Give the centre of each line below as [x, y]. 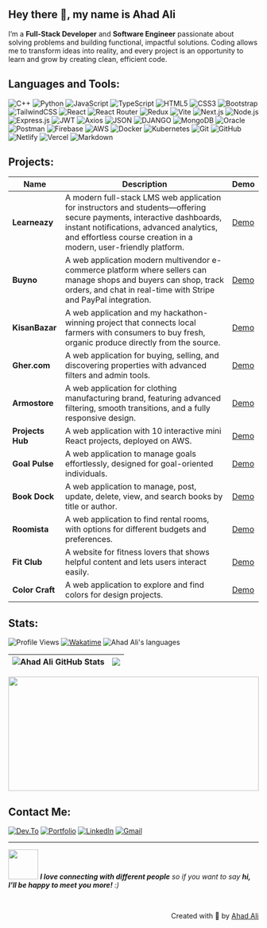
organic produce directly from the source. [143, 342]
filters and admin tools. [108, 376]
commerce [85, 270]
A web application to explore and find [135, 585]
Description [145, 184]
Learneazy [33, 222]
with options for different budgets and [135, 529]
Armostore [33, 404]
